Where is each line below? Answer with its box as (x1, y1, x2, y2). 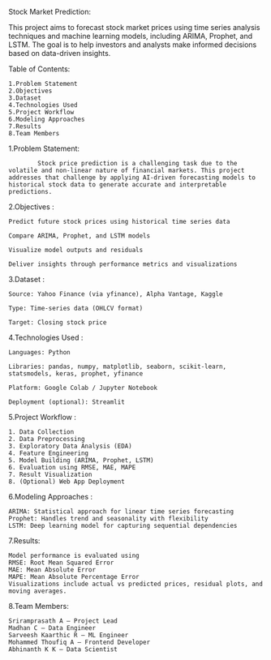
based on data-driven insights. (8, 49, 111, 58)
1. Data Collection (8, 428, 75, 436)
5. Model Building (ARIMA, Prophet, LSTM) (8, 456, 154, 465)
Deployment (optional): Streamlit (8, 398, 126, 406)
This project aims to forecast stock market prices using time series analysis (8, 23, 260, 32)
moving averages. (8, 587, 67, 595)
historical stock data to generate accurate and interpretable (8, 181, 227, 189)
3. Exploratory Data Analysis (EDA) (8, 442, 132, 450)
